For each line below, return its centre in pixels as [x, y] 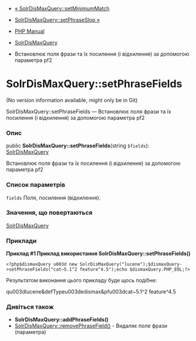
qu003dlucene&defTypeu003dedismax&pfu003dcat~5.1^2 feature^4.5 [91, 292]
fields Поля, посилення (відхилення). [53, 197]
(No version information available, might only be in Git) [72, 100]
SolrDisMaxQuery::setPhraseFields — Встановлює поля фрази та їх [89, 112]
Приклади [21, 241]
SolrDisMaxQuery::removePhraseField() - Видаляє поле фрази [91, 326]
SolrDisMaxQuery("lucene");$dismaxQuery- [131, 264]
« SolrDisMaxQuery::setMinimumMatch [62, 9]
